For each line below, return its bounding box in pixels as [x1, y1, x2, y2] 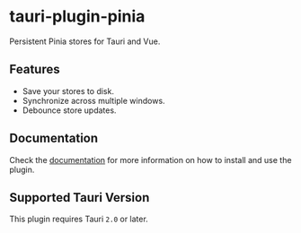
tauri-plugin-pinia [9, 6, 146, 27]
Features [9, 62, 60, 77]
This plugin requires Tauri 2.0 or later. [9, 213, 148, 225]
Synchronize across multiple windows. [22, 95, 165, 106]
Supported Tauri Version [9, 190, 150, 205]
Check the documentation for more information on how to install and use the [9, 154, 292, 165]
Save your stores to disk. [22, 85, 115, 96]
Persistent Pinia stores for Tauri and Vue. [9, 36, 161, 47]
